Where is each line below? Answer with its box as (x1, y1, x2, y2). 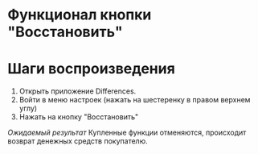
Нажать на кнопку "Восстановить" (18, 112, 138, 122)
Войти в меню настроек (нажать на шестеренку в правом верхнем (18, 95, 251, 105)
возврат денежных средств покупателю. (7, 136, 148, 146)
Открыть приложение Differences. (18, 86, 137, 96)
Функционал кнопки (7, 6, 152, 24)
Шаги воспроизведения (7, 60, 176, 78)
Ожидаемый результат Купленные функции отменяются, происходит (7, 127, 247, 138)
